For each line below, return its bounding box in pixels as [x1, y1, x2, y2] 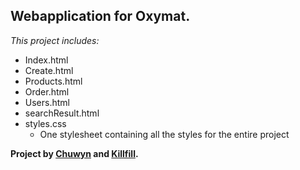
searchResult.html [24, 107, 100, 119]
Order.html [24, 85, 70, 98]
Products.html [24, 75, 83, 87]
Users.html [24, 96, 70, 108]
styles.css [24, 117, 67, 129]
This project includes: [10, 34, 100, 46]
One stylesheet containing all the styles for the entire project [39, 128, 290, 140]
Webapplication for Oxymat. [10, 8, 191, 25]
